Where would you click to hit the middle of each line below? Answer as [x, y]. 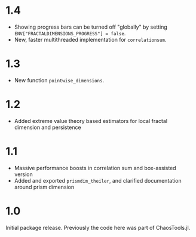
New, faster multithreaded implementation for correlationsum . [90, 39]
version [24, 174]
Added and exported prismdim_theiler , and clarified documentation [98, 180]
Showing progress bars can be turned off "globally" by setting [91, 27]
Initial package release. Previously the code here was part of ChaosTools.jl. [98, 227]
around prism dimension [44, 187]
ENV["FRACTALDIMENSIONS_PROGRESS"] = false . [70, 33]
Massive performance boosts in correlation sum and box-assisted [95, 168]
